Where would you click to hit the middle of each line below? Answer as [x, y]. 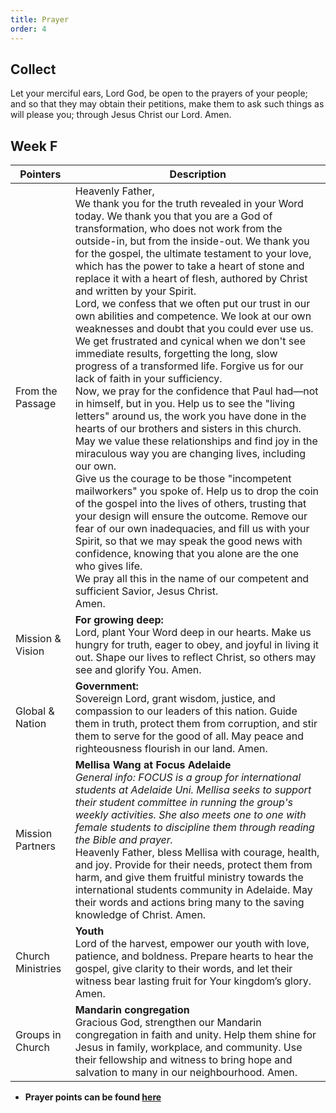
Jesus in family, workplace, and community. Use [188, 1048]
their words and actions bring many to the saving [189, 903]
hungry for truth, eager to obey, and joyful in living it [197, 645]
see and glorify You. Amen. [138, 670]
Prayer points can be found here [93, 1097]
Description [198, 174]
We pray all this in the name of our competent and [192, 579]
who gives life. [108, 566]
